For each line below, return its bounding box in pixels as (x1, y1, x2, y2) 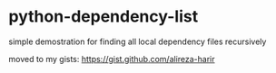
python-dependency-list (8, 6, 199, 27)
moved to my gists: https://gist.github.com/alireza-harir (8, 53, 215, 64)
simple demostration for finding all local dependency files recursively (8, 36, 267, 47)
